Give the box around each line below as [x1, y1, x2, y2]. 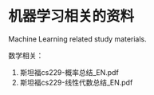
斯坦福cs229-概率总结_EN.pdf [19, 67, 120, 77]
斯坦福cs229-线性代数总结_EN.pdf [19, 77, 133, 87]
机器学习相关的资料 [8, 7, 135, 26]
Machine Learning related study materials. [8, 34, 148, 44]
